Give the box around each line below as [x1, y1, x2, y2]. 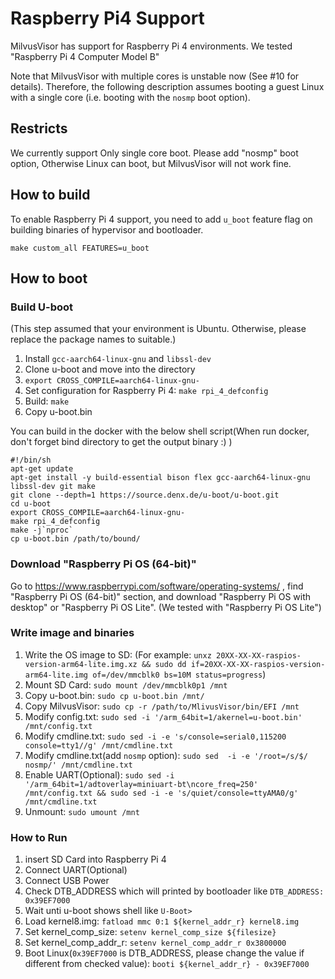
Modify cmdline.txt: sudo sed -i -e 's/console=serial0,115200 [24, 730, 287, 742]
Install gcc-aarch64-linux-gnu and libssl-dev [24, 353, 212, 365]
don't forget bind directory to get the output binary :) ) [10, 436, 233, 448]
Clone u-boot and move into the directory [24, 363, 196, 376]
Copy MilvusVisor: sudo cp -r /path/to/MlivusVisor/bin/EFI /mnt [24, 700, 300, 712]
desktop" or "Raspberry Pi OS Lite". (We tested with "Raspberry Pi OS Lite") [10, 601, 322, 613]
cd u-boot [10, 499, 52, 509]
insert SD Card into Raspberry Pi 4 [24, 853, 167, 866]
